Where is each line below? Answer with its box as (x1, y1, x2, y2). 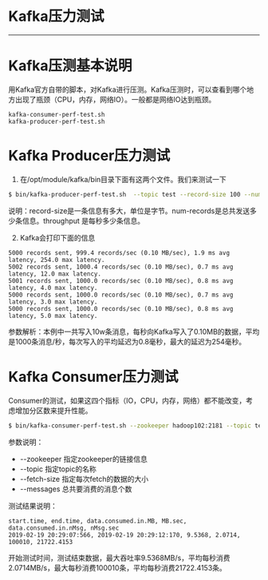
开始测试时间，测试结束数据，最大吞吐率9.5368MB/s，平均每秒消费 (8, 553, 231, 562)
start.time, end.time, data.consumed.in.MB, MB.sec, (8, 517, 187, 525)
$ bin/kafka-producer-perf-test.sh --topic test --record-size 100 (8, 190, 241, 198)
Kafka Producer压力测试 (8, 147, 171, 165)
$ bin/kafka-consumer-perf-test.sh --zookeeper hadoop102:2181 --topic (8, 421, 251, 430)
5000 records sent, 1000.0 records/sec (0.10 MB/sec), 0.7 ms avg (8, 291, 234, 299)
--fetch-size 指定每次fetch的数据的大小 (19, 474, 149, 483)
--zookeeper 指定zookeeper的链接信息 (19, 454, 148, 463)
